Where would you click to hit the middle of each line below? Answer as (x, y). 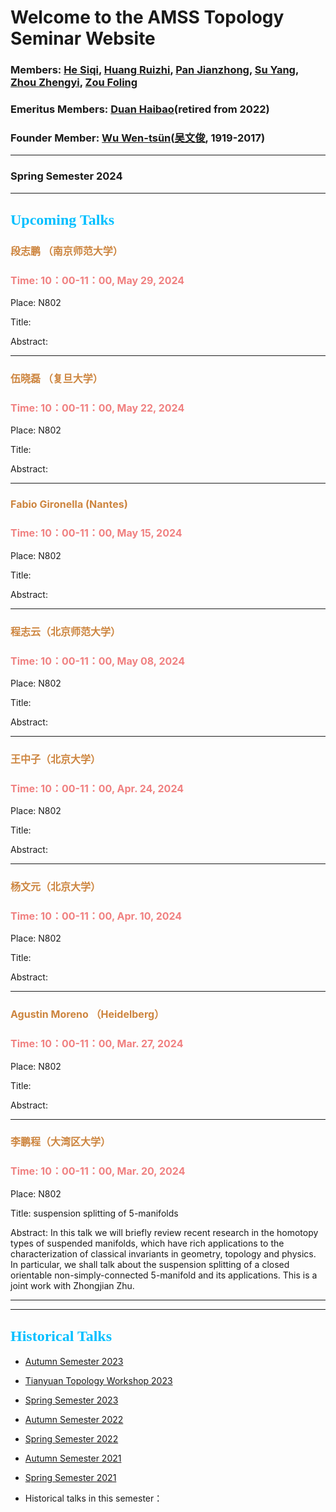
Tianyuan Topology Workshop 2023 (98, 1380)
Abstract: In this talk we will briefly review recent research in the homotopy (164, 1232)
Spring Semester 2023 (71, 1400)
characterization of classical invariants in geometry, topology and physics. (163, 1253)
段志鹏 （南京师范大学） (66, 251)
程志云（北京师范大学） (66, 631)
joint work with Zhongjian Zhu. (72, 1285)
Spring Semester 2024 (66, 176)
